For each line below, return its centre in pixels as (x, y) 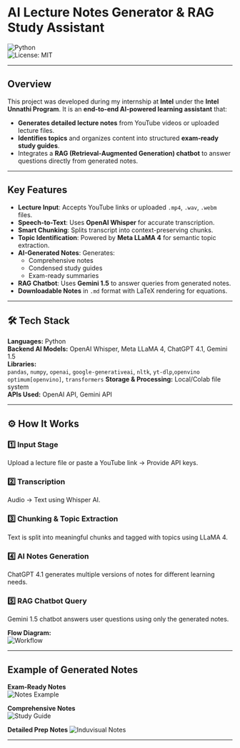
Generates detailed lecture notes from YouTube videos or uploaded (118, 123)
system (18, 387)
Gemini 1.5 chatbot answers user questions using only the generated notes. (118, 619)
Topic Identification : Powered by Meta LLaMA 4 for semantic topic (117, 237)
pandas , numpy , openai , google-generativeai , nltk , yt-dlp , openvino (104, 371)
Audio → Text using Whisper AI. (54, 500)
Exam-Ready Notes (37, 687)
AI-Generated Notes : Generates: (66, 253)
